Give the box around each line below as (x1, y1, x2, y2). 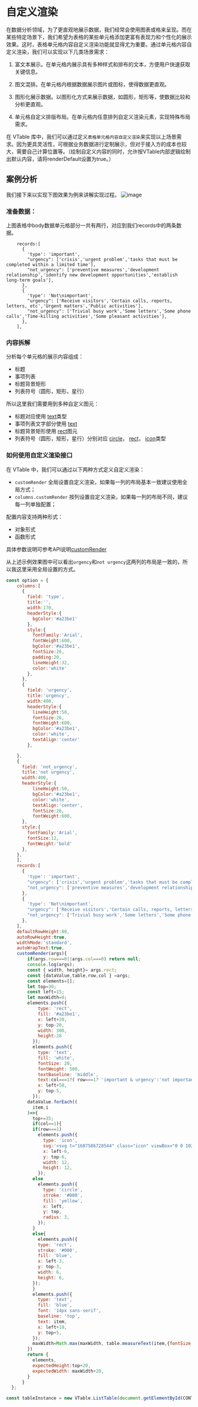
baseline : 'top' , (37, 1313, 81, 1320)
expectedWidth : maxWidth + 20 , (32, 1368, 104, 1374)
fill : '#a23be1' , (37, 1011, 81, 1017)
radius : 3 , (43, 1214, 70, 1220)
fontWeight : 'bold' (27, 840, 72, 847)
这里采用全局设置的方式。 (16, 566, 78, 573)
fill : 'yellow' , (43, 1198, 83, 1204)
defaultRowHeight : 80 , (16, 928, 70, 934)
